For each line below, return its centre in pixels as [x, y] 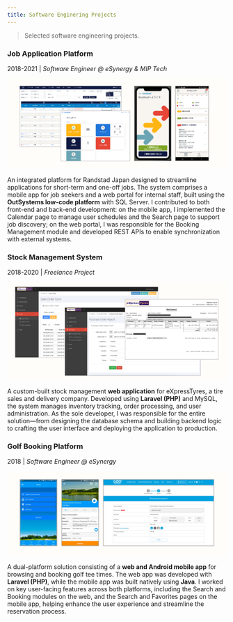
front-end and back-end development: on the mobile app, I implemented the [116, 209]
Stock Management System [55, 257]
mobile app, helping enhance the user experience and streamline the [106, 604]
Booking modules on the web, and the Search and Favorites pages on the [112, 596]
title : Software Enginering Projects [62, 15]
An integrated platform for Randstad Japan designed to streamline [102, 180]
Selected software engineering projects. [82, 36]
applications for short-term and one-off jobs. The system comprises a [107, 187]
